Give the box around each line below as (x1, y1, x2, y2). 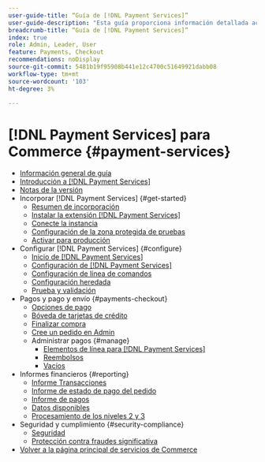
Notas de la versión (19, 185, 83, 195)
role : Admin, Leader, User (8, 41, 97, 49)
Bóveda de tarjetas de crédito (31, 311, 128, 320)
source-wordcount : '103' (8, 77, 90, 85)
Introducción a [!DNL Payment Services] (19, 177, 151, 186)
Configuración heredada (31, 278, 111, 287)
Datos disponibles (31, 403, 91, 412)
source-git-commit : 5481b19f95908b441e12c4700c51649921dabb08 (8, 63, 217, 71)
